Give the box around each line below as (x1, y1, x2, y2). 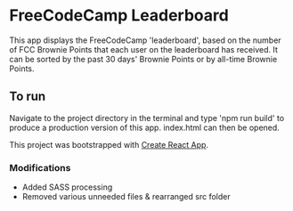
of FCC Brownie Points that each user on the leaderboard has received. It (9, 44, 278, 54)
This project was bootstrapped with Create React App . (9, 139, 209, 150)
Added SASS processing (21, 182, 113, 192)
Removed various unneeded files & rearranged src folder (21, 191, 231, 202)
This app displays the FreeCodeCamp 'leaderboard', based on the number (9, 35, 282, 45)
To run (9, 89, 46, 104)
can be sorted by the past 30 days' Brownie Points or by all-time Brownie (9, 53, 278, 64)
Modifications (9, 161, 71, 174)
